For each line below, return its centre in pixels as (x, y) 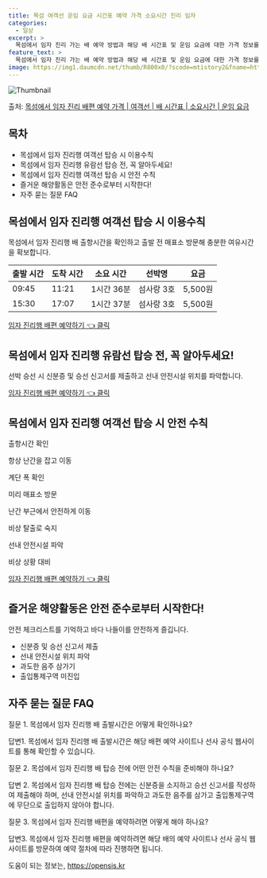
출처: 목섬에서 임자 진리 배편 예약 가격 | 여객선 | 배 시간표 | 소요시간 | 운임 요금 (129, 106)
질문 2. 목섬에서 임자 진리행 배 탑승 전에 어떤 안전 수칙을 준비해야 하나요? (121, 767)
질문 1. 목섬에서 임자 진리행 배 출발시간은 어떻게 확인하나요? (101, 724)
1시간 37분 (111, 305)
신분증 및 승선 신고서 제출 (59, 646)
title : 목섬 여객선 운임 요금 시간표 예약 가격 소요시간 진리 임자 (102, 16)
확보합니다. (34, 252)
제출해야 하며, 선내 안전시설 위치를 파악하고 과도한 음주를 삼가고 (115, 794)
